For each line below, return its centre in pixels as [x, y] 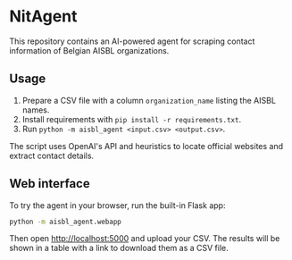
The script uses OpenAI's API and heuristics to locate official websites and [146, 146]
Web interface [50, 184]
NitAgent [43, 17]
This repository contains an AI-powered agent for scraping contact [132, 41]
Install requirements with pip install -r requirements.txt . [132, 119]
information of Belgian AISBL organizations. [89, 50]
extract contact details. [52, 155]
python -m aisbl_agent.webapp [66, 222]
